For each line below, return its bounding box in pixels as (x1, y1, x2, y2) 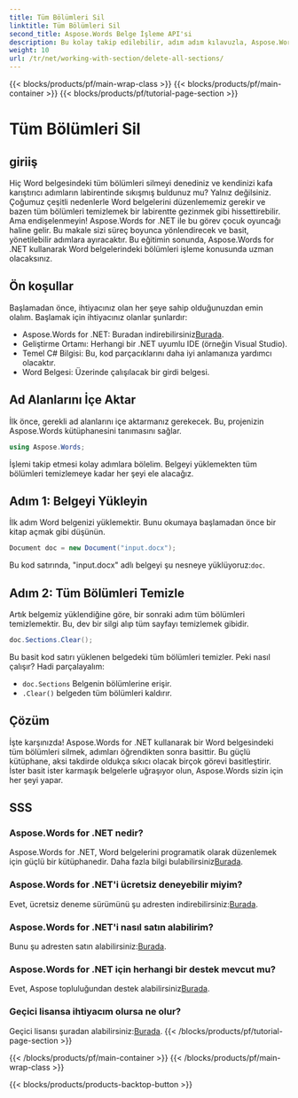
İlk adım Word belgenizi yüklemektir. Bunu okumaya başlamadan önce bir (9, 517, 277, 528)
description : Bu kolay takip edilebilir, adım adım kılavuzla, (9, 37, 248, 47)
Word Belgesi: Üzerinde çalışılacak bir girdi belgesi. (21, 366, 210, 377)
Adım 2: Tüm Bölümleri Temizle (9, 585, 184, 600)
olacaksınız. (9, 254, 53, 263)
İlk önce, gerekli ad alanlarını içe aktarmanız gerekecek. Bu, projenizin (9, 416, 264, 427)
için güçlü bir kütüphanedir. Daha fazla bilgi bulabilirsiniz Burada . (9, 857, 244, 867)
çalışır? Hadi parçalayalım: (9, 661, 105, 671)
